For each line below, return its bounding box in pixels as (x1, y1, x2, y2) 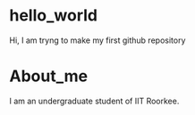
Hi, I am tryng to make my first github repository (9, 35, 186, 45)
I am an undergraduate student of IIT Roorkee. (9, 95, 180, 106)
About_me (9, 66, 88, 86)
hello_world (9, 5, 98, 26)
